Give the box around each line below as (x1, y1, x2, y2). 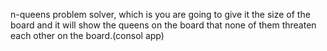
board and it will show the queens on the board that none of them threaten (10, 19, 317, 31)
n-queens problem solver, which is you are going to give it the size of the (10, 9, 311, 20)
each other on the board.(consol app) (10, 30, 165, 41)
